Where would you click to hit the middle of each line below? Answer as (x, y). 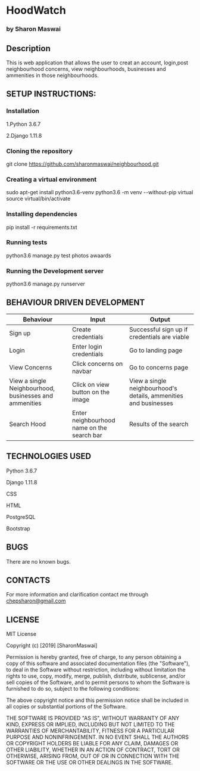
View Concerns (31, 367)
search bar (87, 435)
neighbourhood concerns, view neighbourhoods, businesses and (86, 69)
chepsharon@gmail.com (36, 601)
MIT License (21, 634)
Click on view (91, 384)
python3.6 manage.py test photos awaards (59, 255)
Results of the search (159, 424)
